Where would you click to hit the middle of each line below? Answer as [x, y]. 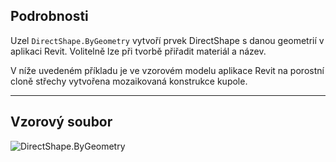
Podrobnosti [49, 16]
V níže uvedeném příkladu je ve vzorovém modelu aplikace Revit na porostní [167, 70]
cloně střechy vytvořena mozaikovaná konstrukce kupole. [129, 81]
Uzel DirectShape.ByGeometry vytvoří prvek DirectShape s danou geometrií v [167, 40]
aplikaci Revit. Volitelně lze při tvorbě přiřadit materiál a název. [138, 51]
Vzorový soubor [61, 122]
